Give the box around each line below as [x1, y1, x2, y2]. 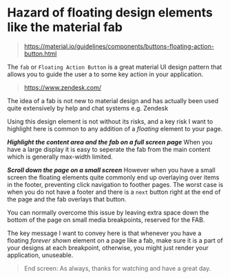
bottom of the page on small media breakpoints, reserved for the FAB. [7, 215, 205, 224]
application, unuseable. [7, 251, 74, 259]
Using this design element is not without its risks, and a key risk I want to [7, 117, 213, 125]
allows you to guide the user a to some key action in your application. [7, 70, 204, 78]
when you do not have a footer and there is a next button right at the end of [7, 188, 221, 196]
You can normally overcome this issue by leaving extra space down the [7, 208, 209, 216]
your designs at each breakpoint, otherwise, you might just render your [7, 243, 209, 252]
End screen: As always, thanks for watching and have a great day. [23, 264, 211, 272]
